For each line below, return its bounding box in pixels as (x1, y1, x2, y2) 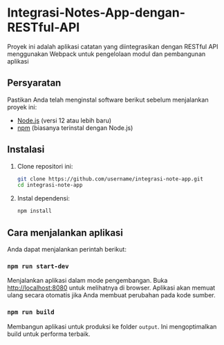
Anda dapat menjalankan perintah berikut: (7, 245, 127, 253)
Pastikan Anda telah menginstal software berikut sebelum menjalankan (7, 95, 209, 104)
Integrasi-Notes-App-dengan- (7, 5, 185, 21)
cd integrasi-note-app (17, 182, 83, 189)
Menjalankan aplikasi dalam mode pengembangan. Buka (7, 277, 168, 285)
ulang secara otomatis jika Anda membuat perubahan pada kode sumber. (7, 291, 216, 299)
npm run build (7, 308, 55, 316)
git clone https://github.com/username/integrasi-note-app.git (17, 175, 204, 183)
